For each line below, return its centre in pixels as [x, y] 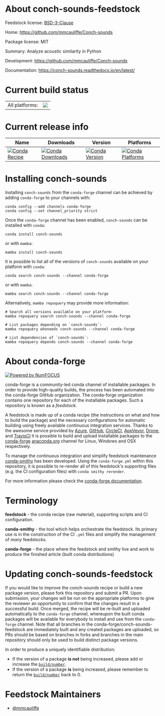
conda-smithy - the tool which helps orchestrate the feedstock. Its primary [81, 529]
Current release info [47, 127]
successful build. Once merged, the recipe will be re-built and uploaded [78, 608]
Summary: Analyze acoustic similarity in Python [53, 51]
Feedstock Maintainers [53, 694]
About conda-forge [45, 361]
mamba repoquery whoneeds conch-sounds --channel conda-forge [70, 329]
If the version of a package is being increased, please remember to [80, 669]
